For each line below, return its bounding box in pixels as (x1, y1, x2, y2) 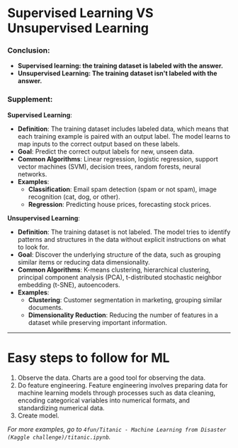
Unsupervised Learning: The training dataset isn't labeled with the (17, 69, 217, 78)
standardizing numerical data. (17, 403, 105, 412)
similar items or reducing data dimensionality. (17, 257, 150, 266)
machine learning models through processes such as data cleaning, (17, 388, 216, 397)
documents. (28, 303, 64, 311)
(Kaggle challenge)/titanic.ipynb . (7, 432, 111, 441)
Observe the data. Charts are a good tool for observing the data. (17, 373, 205, 382)
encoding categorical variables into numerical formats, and (17, 396, 190, 405)
